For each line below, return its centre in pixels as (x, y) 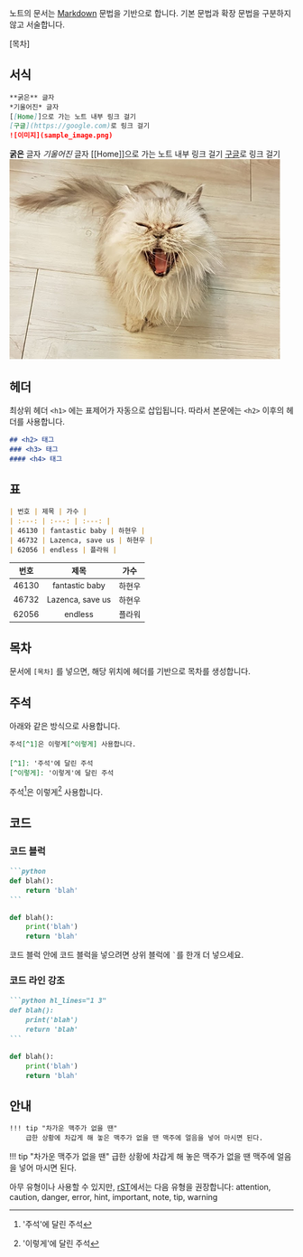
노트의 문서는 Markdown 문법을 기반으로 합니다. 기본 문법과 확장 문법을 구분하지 (150, 13)
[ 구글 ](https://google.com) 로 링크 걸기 (80, 126)
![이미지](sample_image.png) (61, 136)
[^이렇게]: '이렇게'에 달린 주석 (62, 773)
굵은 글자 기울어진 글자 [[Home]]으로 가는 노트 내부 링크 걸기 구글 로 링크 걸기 (145, 154)
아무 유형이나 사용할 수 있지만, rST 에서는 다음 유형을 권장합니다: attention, (140, 1187)
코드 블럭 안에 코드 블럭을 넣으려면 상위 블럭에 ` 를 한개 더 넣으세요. (127, 955)
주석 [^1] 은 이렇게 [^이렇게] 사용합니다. (73, 745)
